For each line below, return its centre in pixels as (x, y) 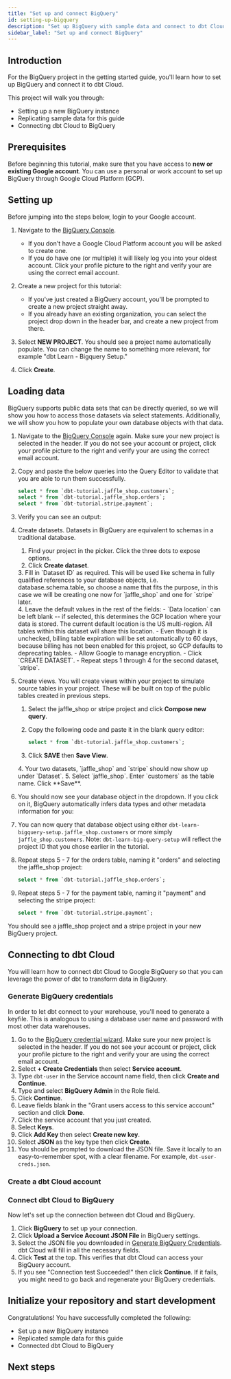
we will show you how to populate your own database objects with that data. (115, 422)
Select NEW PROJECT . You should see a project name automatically (114, 342)
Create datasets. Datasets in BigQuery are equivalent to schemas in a (115, 530)
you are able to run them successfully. (72, 478)
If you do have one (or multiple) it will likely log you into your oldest (122, 258)
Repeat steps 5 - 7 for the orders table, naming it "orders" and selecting (119, 860)
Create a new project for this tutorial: (70, 285)
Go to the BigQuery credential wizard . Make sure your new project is (114, 1039)
